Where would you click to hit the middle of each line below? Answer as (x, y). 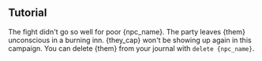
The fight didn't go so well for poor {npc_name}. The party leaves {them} (127, 31)
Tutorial (28, 13)
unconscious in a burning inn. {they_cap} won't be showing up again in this (130, 40)
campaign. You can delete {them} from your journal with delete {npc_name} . (131, 48)
